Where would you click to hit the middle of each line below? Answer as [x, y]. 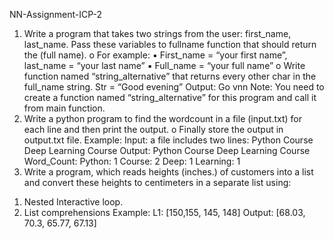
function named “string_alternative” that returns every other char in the [170, 76]
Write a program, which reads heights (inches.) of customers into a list [168, 172]
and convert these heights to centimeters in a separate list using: [157, 182]
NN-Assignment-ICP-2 [55, 14]
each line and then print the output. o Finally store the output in [153, 129]
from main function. [64, 108]
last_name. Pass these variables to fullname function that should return [170, 44]
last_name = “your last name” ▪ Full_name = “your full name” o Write [164, 65]
